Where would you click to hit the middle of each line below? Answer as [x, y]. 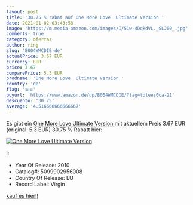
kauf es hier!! [22, 195]
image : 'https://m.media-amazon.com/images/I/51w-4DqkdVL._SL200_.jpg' [97, 28]
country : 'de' [24, 84]
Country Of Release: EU [44, 178]
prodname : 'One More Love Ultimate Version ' [65, 78]
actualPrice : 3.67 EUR [34, 56]
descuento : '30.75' [30, 100]
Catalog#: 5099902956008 [49, 172]
